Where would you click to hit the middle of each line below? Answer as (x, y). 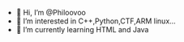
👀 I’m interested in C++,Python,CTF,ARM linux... (96, 21)
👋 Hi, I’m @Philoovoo (51, 13)
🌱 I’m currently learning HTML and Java (82, 29)
